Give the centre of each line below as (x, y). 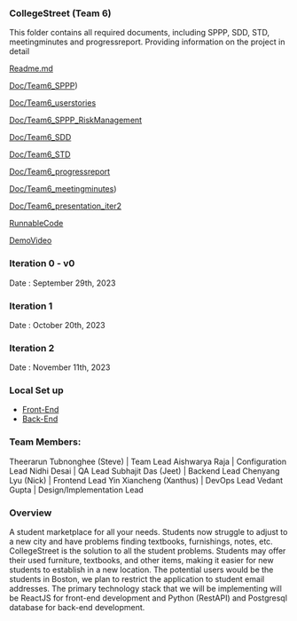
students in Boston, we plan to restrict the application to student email (137, 579)
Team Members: (45, 442)
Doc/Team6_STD (40, 154)
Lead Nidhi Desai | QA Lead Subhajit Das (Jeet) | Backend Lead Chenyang (145, 471)
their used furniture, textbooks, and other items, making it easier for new (141, 561)
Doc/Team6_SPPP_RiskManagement (76, 120)
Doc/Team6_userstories (53, 103)
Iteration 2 (32, 348)
